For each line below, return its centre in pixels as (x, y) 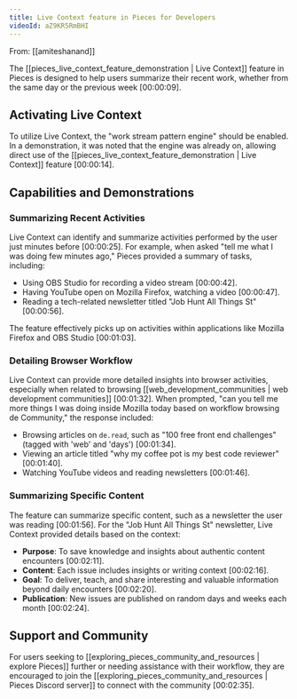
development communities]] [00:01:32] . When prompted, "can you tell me (144, 399)
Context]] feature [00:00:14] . (62, 164)
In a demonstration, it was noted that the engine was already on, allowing (143, 146)
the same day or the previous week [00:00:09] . (95, 87)
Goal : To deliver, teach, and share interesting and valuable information (150, 579)
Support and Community (79, 635)
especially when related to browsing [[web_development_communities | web (149, 389)
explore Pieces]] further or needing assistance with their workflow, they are (147, 666)
